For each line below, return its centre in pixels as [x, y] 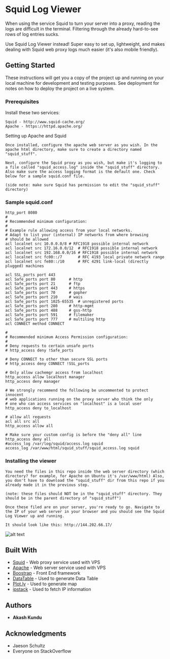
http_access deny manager [32, 382]
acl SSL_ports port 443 [30, 275]
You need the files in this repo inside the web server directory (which [85, 471]
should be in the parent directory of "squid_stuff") [63, 498]
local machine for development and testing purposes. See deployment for [82, 83]
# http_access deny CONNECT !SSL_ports [47, 364]
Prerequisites [22, 102]
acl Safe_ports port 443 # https [45, 288]
